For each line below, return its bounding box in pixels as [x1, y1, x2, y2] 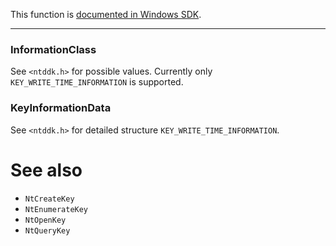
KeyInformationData [10, 101, 112, 115]
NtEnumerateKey [24, 204, 89, 214]
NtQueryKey [24, 225, 71, 236]
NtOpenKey [24, 215, 67, 225]
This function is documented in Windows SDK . [10, 9, 202, 20]
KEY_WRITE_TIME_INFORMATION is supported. [10, 76, 184, 88]
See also [10, 159, 83, 181]
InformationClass [10, 42, 97, 56]
